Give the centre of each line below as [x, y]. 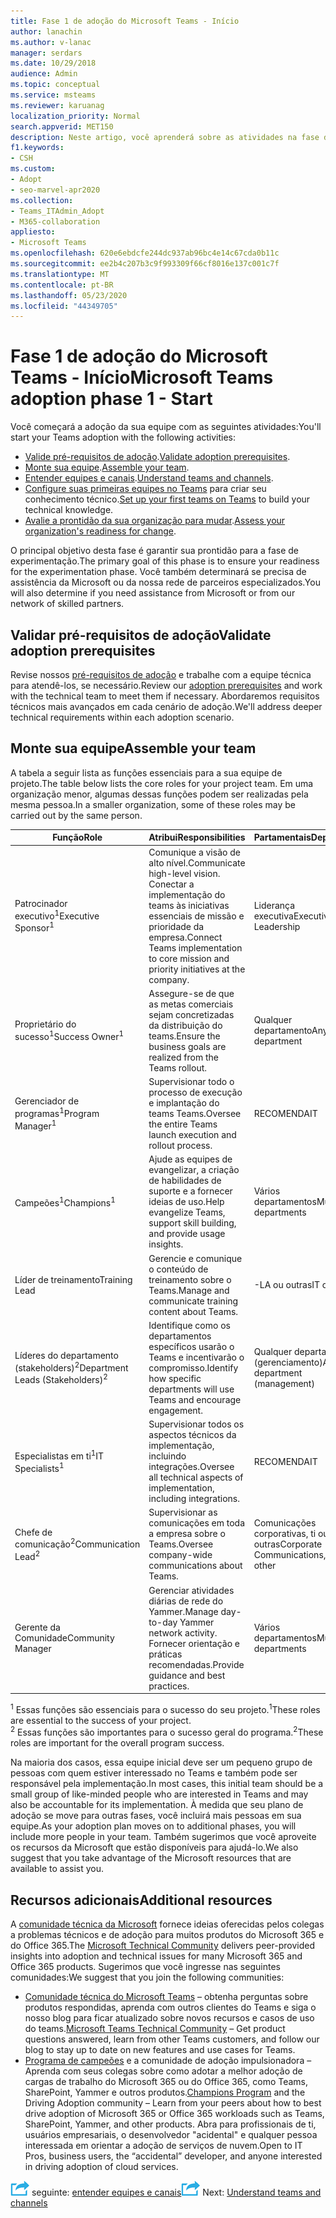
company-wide [180, 1555]
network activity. [183, 1632]
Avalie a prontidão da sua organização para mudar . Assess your [155, 521]
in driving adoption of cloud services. [101, 2167]
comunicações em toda [197, 1523]
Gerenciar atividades [191, 1590]
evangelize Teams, [187, 1212]
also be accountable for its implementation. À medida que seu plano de [157, 1805]
